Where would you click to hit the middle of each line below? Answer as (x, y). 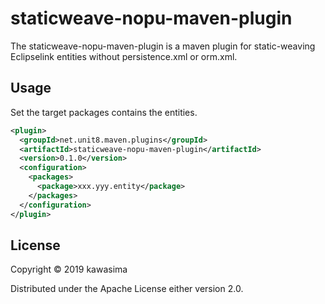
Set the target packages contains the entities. (104, 112)
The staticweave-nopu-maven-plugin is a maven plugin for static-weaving (163, 46)
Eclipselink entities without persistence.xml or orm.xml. (124, 56)
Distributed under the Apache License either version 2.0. (127, 289)
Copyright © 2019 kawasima (69, 269)
